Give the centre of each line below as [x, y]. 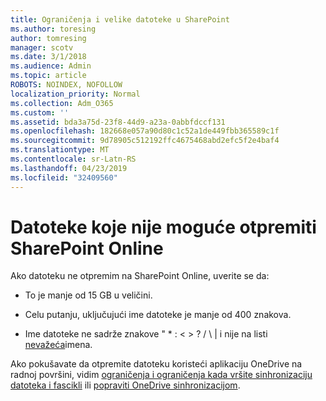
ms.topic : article [48, 76]
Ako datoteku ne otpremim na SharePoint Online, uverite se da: [140, 276]
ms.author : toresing [53, 29]
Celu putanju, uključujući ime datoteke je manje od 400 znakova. [158, 315]
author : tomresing [48, 38]
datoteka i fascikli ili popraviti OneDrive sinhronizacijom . [125, 385]
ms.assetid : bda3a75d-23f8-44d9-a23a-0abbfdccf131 [118, 122]
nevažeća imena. [58, 345]
